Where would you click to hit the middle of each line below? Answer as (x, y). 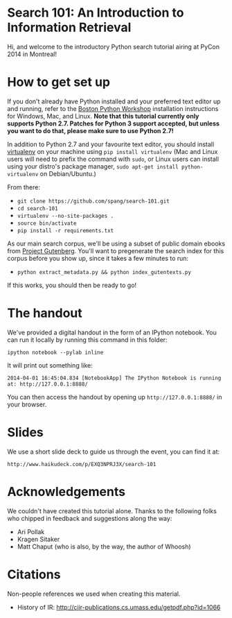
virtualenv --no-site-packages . (65, 216)
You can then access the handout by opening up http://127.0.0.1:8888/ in (115, 397)
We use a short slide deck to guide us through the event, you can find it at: (114, 452)
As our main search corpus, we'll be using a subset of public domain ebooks (116, 243)
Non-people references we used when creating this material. (94, 594)
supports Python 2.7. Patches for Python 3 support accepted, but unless (114, 123)
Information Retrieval (69, 27)
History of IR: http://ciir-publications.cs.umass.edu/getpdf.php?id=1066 (119, 607)
